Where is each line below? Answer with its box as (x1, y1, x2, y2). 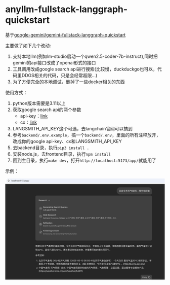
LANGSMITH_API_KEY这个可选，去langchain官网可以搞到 (12, 125, 133, 131)
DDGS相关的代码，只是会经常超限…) (21, 72, 98, 78)
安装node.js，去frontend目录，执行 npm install (12, 151, 111, 157)
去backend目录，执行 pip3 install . (12, 145, 90, 151)
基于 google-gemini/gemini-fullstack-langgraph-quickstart (5, 31, 126, 38)
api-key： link (20, 113, 48, 119)
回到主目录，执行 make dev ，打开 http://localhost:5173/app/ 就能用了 (12, 157, 157, 163)
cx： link (20, 119, 37, 125)
